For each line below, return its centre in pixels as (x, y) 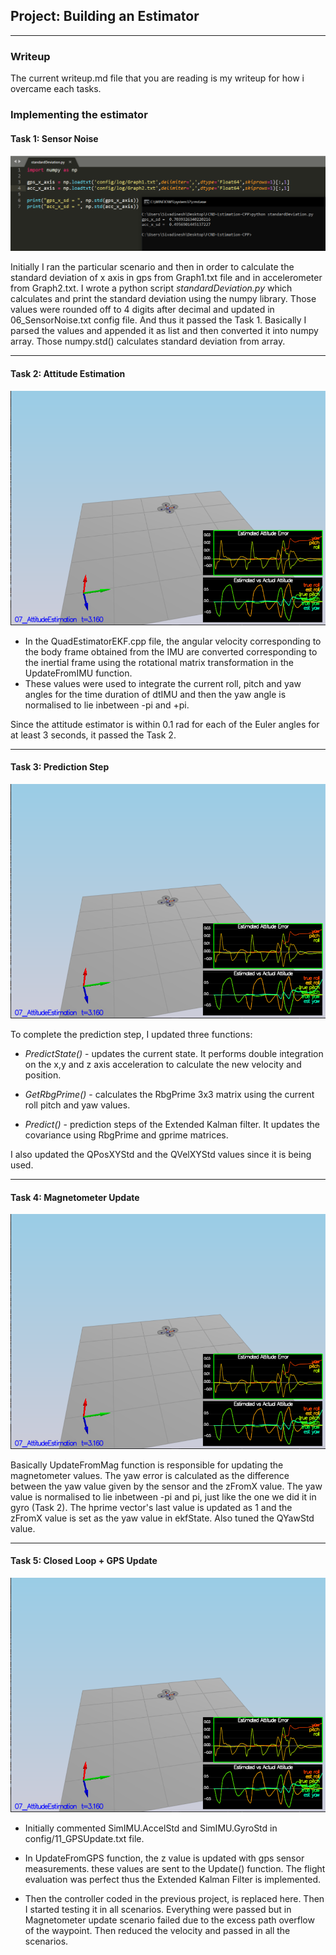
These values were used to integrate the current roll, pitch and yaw (163, 683)
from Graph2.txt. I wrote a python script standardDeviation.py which (151, 288)
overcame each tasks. (56, 89)
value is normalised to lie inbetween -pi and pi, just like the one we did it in (163, 1496)
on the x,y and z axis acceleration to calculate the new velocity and (163, 1065)
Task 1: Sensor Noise (54, 138)
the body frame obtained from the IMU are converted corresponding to (171, 651)
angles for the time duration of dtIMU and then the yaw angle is (155, 694)
